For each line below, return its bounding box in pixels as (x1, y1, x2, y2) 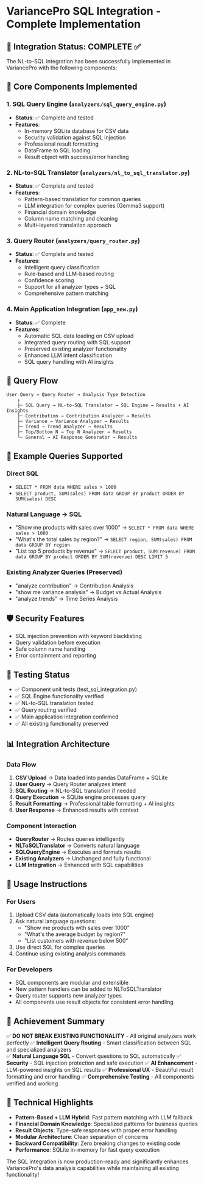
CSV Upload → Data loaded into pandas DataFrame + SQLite (15, 774, 168, 781)
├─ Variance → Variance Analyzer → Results (17, 419, 130, 425)
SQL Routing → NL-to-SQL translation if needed (15, 787, 136, 794)
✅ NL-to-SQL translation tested (15, 700, 94, 707)
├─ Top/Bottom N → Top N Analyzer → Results (17, 429, 132, 435)
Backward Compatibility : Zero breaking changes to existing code (15, 1140, 181, 1147)
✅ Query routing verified (15, 706, 77, 714)
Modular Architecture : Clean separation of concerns (15, 1133, 149, 1140)
